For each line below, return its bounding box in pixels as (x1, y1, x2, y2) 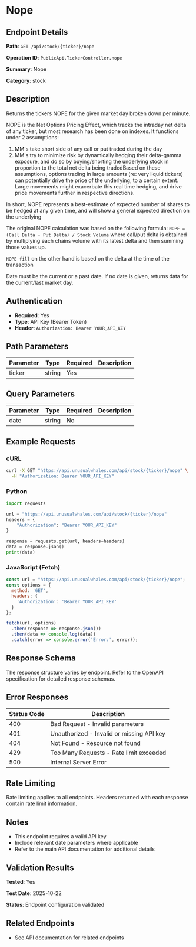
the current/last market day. (6, 279, 74, 286)
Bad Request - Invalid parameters (50, 720, 144, 728)
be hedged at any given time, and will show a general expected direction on (6, 207, 190, 214)
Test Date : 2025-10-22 (6, 890, 62, 897)
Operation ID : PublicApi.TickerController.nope (6, 54, 122, 61)
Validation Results (6, 863, 74, 873)
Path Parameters (6, 341, 69, 352)
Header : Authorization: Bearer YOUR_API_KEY (14, 324, 127, 331)
